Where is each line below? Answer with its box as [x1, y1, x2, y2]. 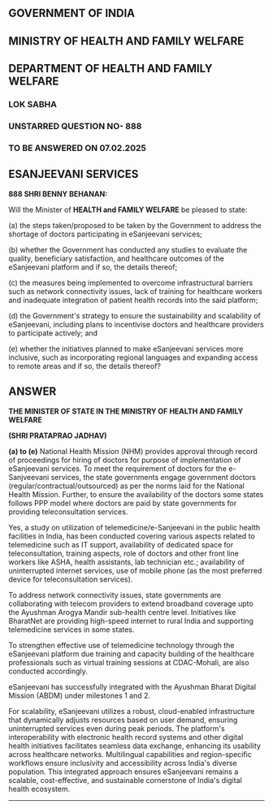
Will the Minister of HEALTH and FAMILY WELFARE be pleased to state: [8, 205, 248, 214]
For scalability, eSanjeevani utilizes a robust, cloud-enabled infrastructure [8, 706, 255, 716]
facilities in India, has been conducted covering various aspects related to [8, 531, 256, 541]
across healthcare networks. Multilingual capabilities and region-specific [8, 749, 252, 759]
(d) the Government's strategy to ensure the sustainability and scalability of [8, 310, 262, 320]
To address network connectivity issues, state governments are [8, 590, 222, 599]
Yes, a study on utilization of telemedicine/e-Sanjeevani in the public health [8, 522, 261, 532]
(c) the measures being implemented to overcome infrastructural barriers [8, 278, 253, 288]
